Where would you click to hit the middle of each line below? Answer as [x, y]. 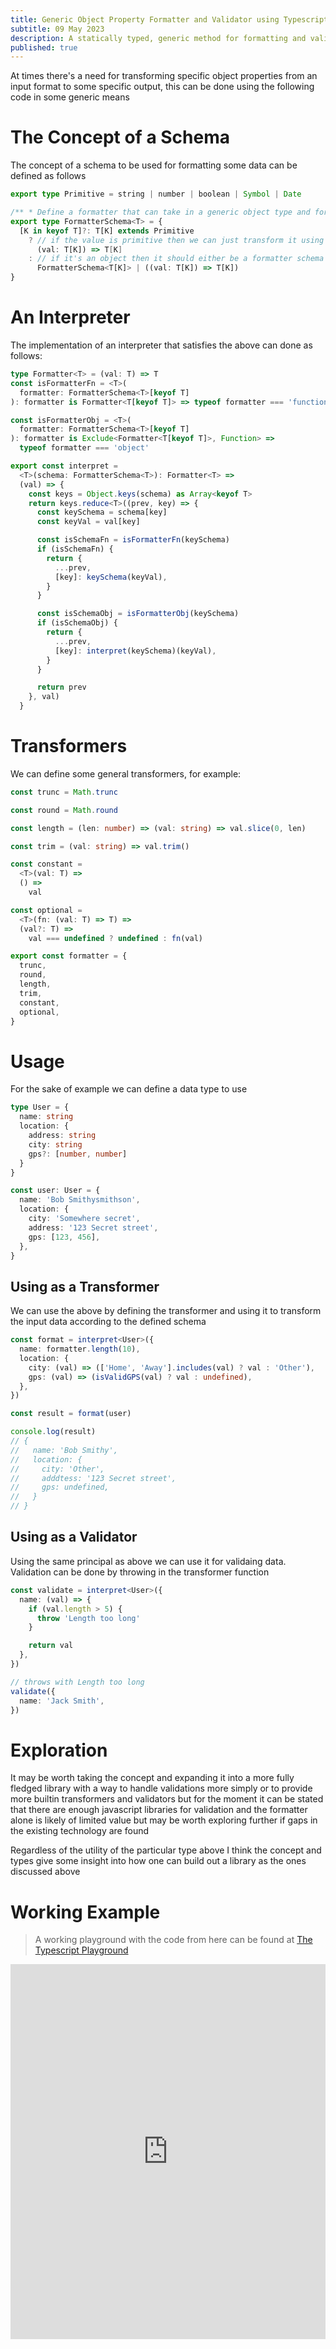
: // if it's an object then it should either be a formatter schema [176, 259]
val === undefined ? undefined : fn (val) [115, 938]
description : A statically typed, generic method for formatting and [158, 38]
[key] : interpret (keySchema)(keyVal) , [135, 651]
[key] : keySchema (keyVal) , [111, 577]
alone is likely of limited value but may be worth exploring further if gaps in [164, 1820]
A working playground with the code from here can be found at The [173, 1940]
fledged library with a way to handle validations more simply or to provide [161, 1788]
